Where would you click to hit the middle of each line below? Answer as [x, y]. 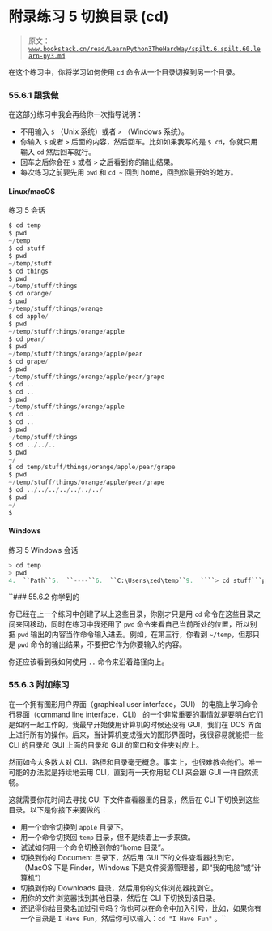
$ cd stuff [27, 248]
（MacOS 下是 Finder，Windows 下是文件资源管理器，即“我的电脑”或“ [137, 867]
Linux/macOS [32, 191]
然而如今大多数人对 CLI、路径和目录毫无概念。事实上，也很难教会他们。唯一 [136, 762]
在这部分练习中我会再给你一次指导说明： [76, 114]
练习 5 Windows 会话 [43, 550]
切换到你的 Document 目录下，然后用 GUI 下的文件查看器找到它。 [129, 857]
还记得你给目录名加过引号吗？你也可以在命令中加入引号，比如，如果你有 [140, 908]
